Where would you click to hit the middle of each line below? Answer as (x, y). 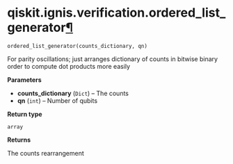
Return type (25, 114)
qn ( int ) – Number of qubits (57, 100)
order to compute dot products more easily (69, 66)
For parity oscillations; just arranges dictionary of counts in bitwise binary (112, 59)
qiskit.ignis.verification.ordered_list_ (116, 13)
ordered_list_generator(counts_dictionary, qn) (78, 46)
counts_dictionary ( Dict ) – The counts (73, 93)
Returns (19, 140)
